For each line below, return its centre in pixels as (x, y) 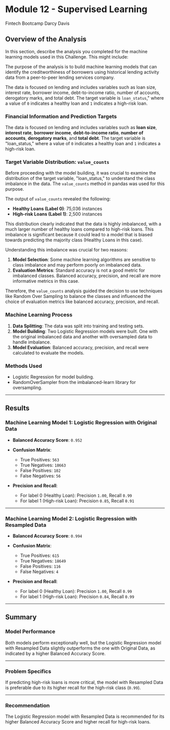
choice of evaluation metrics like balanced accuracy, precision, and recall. (82, 302)
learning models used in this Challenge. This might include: (67, 57)
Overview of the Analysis (46, 39)
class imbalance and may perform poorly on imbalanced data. (77, 265)
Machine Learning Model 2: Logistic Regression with (71, 519)
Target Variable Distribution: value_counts (57, 162)
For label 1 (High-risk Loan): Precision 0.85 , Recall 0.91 (77, 501)
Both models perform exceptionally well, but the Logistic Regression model (83, 642)
